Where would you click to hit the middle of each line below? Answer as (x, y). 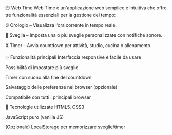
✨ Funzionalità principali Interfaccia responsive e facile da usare (73, 57)
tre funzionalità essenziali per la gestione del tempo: (61, 15)
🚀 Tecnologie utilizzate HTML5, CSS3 (45, 107)
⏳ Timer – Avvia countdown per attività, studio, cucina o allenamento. (79, 45)
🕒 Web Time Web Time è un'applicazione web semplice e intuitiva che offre (86, 8)
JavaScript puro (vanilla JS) (35, 117)
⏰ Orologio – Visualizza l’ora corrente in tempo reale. (61, 25)
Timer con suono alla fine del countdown (49, 77)
